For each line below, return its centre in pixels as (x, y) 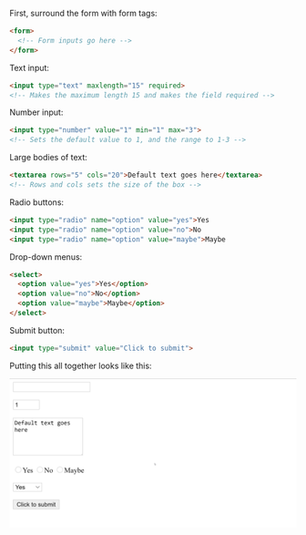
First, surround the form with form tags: (83, 13)
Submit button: (37, 330)
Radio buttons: (37, 202)
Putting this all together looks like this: (81, 365)
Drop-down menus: (46, 257)
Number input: (36, 112)
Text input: (30, 67)
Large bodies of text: (49, 158)
